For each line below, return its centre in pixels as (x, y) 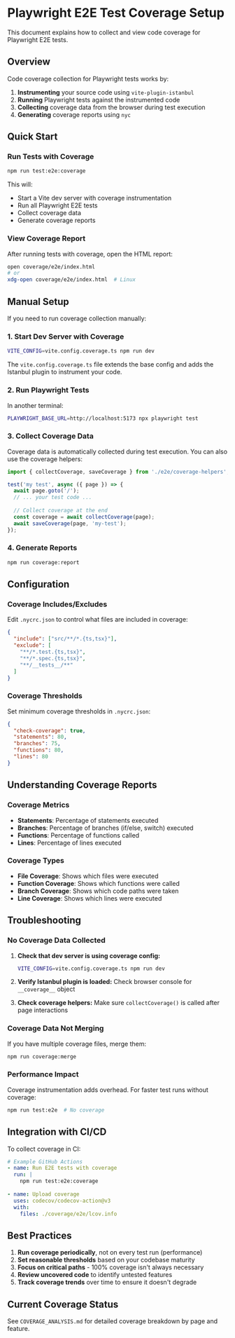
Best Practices (40, 1235)
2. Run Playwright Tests (48, 390)
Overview (29, 62)
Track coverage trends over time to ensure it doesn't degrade (107, 1282)
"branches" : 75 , (37, 744)
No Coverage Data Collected (57, 941)
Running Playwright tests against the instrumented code (99, 100)
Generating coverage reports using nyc (74, 114)
